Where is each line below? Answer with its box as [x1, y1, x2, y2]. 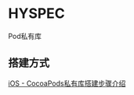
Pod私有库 [8, 31, 42, 40]
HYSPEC [8, 5, 65, 23]
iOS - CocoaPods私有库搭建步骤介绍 [8, 79, 126, 88]
